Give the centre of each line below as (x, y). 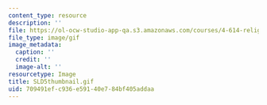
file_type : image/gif (44, 37)
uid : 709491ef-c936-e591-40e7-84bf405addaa (81, 89)
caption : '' (35, 52)
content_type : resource (48, 15)
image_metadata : (35, 45)
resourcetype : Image (43, 74)
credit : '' (33, 60)
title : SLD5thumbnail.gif (51, 81)
